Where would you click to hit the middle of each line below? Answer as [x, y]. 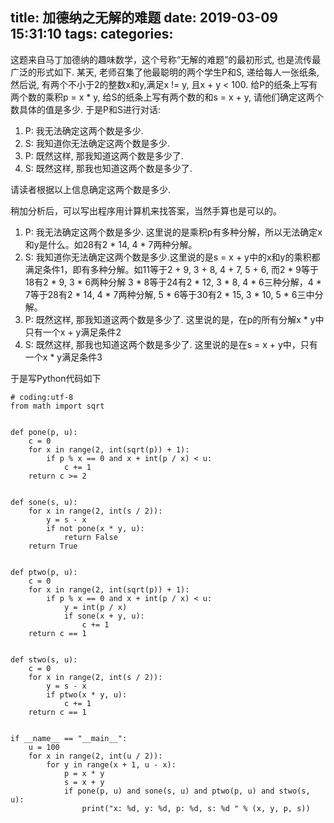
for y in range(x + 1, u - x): [111, 764]
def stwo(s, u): [44, 659]
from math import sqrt [57, 406]
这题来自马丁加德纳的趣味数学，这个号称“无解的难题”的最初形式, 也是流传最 [166, 59]
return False [90, 537]
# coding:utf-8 [42, 397]
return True [53, 546]
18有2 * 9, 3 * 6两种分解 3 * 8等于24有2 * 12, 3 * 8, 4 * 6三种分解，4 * [173, 282]
